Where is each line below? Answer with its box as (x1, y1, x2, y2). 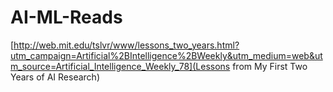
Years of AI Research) (10, 71, 100, 83)
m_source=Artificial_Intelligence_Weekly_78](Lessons (10, 60, 231, 72)
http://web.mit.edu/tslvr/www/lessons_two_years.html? (13, 39, 240, 51)
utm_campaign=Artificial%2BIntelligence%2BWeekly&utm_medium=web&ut (10, 49, 323, 61)
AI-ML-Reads (10, 6, 123, 29)
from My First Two (232, 60, 308, 72)
